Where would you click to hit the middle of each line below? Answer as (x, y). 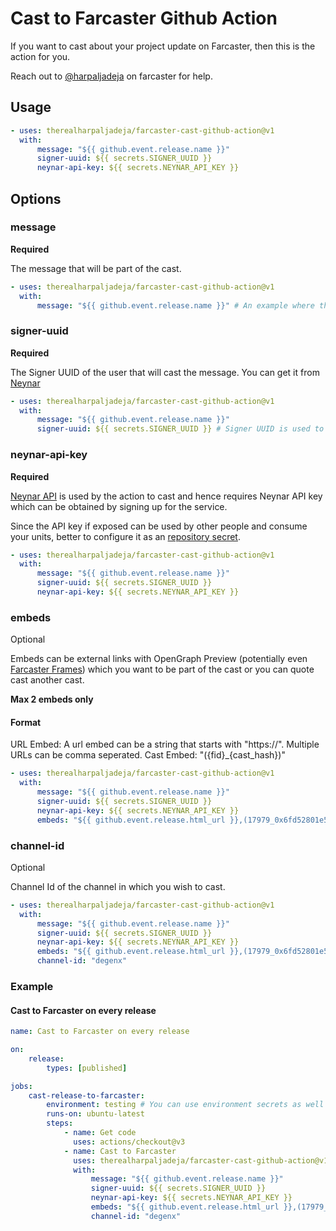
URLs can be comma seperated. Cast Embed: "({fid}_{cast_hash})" (148, 755)
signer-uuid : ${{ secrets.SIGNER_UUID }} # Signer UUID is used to (180, 429)
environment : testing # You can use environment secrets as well (185, 1105)
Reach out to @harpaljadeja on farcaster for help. (111, 76)
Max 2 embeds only (52, 699)
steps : (60, 1123)
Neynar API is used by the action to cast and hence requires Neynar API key (166, 496)
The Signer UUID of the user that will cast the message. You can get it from (165, 372)
